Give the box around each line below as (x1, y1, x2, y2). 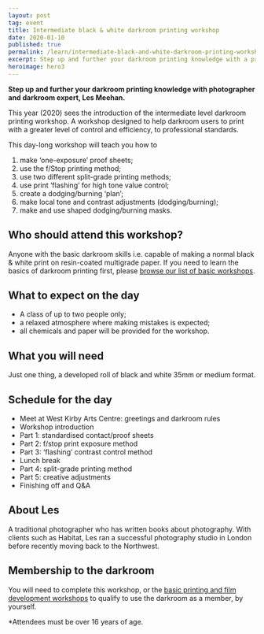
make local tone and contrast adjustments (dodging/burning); (19, 197, 218, 206)
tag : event (8, 19, 44, 27)
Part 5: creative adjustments (19, 473, 112, 481)
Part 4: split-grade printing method (19, 464, 133, 473)
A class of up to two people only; (19, 310, 127, 319)
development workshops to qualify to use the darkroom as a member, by (8, 593, 244, 602)
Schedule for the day (8, 393, 112, 406)
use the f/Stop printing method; (19, 163, 122, 173)
